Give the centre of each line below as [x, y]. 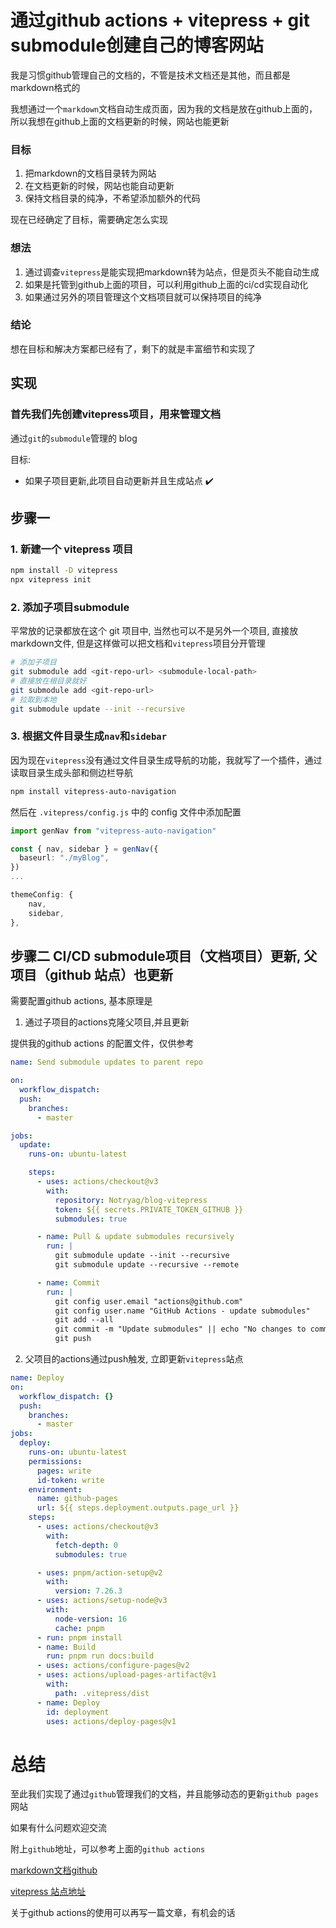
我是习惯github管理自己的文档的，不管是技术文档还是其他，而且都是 [150, 75]
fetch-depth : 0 [86, 1545]
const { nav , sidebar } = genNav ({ [84, 849]
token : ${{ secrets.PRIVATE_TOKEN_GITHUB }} [149, 1209]
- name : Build [66, 1647]
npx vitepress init [51, 580]
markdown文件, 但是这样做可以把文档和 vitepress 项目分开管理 [138, 643]
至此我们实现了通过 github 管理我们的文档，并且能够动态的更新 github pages [164, 1794]
